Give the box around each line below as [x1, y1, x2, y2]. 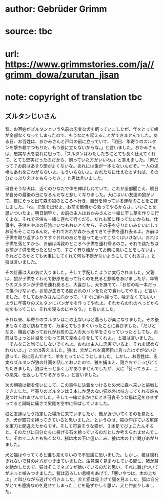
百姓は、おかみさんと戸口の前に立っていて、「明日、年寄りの [21, 138, 144, 144]
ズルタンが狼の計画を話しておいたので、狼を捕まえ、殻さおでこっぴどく [13, 359, 159, 365]
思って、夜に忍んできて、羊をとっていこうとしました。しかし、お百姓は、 [5, 353, 154, 359]
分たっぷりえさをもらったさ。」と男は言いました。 [5, 175, 106, 181]
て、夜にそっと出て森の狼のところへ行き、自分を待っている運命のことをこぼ [5, 197, 159, 204]
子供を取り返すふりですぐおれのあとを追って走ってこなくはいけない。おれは [5, 234, 159, 240]
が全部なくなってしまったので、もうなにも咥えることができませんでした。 [5, 132, 154, 138]
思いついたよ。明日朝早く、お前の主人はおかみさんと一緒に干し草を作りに [5, 210, 155, 216]
